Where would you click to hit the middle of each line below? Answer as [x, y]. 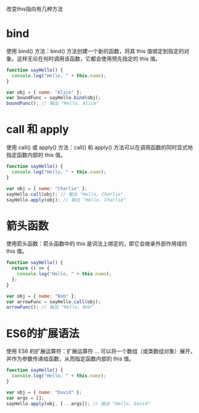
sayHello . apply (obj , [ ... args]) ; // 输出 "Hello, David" [78, 403]
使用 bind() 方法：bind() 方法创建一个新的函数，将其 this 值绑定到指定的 [95, 51]
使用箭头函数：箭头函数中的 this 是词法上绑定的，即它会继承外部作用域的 [97, 244]
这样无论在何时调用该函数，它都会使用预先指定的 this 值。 [89, 59]
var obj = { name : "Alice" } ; [44, 92]
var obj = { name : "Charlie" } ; [47, 188]
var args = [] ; [25, 398]
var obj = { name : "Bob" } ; [42, 296]
